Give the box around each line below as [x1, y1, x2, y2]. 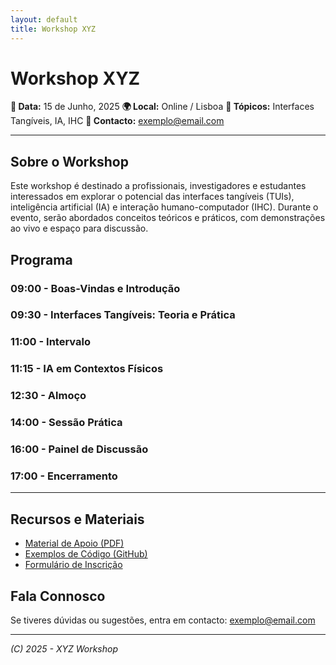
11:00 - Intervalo [10, 335, 91, 349]
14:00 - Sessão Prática [10, 416, 123, 430]
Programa [10, 251, 73, 268]
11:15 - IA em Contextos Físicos [10, 362, 164, 376]
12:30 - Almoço [10, 389, 87, 403]
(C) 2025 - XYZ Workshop [10, 643, 119, 655]
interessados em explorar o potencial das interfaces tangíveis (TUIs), [10, 191, 295, 203]
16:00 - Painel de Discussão [10, 442, 149, 456]
